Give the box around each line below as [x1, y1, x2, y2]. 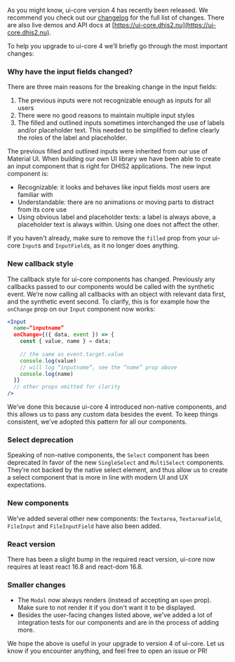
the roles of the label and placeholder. [17, 133, 128, 142]
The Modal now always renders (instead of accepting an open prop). [17, 596, 212, 604]
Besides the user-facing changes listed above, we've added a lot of [17, 611, 213, 619]
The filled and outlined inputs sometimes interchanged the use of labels [17, 119, 225, 127]
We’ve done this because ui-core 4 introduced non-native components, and [7, 403, 227, 411]
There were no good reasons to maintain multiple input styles [17, 112, 195, 120]
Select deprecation [7, 435, 74, 445]
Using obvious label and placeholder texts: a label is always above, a [17, 213, 216, 222]
